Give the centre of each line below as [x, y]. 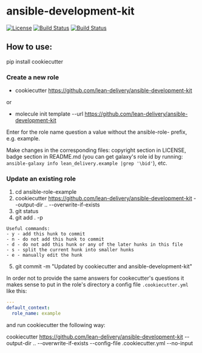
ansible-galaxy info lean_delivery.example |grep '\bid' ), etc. [87, 163]
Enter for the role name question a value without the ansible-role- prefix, [97, 132]
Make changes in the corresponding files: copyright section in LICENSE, [96, 150]
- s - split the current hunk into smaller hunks [70, 250]
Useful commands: [28, 229]
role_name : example [36, 314]
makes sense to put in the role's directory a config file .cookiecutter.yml [97, 285]
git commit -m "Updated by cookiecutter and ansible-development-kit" [103, 266]
